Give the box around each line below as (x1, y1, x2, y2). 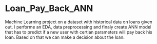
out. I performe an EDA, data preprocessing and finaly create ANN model (5, 24, 152, 29)
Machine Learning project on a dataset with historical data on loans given (5, 19, 153, 25)
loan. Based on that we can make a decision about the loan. (5, 34, 125, 40)
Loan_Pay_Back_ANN (5, 3, 94, 14)
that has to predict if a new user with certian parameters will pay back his (5, 29, 153, 35)
